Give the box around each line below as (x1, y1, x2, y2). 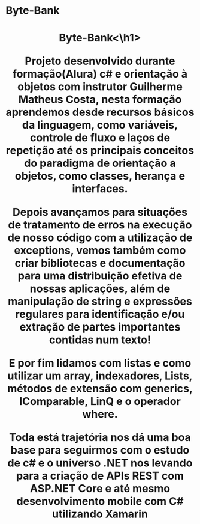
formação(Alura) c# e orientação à (12, 67, 188, 81)
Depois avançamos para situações (12, 206, 188, 219)
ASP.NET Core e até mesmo (29, 482, 171, 496)
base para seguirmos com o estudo (10, 443, 190, 457)
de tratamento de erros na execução (8, 218, 192, 232)
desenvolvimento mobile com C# (16, 495, 184, 508)
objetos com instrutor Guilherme (17, 80, 183, 94)
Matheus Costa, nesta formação (18, 93, 182, 106)
